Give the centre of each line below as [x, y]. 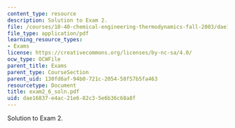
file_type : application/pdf [48, 33]
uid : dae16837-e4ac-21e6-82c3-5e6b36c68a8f [72, 99]
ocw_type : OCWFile [34, 59]
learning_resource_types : [45, 40]
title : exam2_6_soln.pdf [43, 92]
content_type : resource [42, 14]
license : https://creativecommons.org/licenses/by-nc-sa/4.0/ [100, 53]
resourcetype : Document [42, 85]
